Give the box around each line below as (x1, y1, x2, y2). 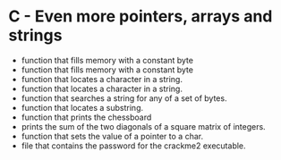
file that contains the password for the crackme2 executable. (21, 140, 247, 151)
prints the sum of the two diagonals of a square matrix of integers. (21, 121, 266, 131)
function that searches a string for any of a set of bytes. (21, 92, 227, 104)
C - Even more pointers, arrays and (8, 6, 273, 27)
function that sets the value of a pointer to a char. (21, 131, 203, 141)
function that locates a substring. (21, 102, 144, 113)
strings (8, 25, 63, 46)
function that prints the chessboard (21, 112, 152, 122)
